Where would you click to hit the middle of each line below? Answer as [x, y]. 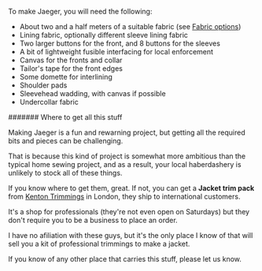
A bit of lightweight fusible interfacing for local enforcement [116, 52]
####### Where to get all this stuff [65, 117]
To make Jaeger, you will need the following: [80, 11]
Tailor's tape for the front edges [71, 69]
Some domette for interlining [66, 77]
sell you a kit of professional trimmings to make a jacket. [99, 244]
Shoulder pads [43, 85]
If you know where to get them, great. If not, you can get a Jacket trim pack [131, 188]
